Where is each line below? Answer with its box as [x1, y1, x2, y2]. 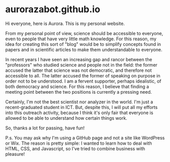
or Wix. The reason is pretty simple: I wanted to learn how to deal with [5, 140, 152, 146]
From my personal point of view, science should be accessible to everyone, [5, 30, 163, 36]
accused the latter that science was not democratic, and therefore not [5, 67, 152, 73]
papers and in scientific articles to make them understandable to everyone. [5, 46, 163, 52]
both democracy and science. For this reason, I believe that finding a [5, 83, 149, 90]
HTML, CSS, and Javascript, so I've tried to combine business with [5, 145, 146, 151]
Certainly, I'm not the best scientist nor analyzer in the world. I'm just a [5, 98, 154, 105]
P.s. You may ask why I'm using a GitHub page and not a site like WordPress [5, 134, 165, 141]
